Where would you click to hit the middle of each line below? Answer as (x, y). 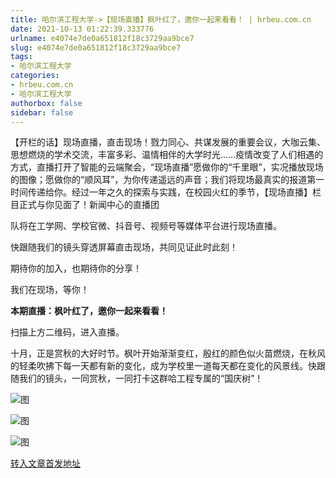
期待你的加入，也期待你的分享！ (76, 268)
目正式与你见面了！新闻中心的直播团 (85, 205)
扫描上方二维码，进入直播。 (67, 332)
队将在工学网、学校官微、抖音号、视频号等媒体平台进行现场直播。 (146, 226)
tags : (21, 57)
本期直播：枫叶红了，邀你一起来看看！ (89, 311)
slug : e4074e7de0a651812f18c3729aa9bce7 (96, 47)
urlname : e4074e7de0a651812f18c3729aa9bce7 (102, 38)
